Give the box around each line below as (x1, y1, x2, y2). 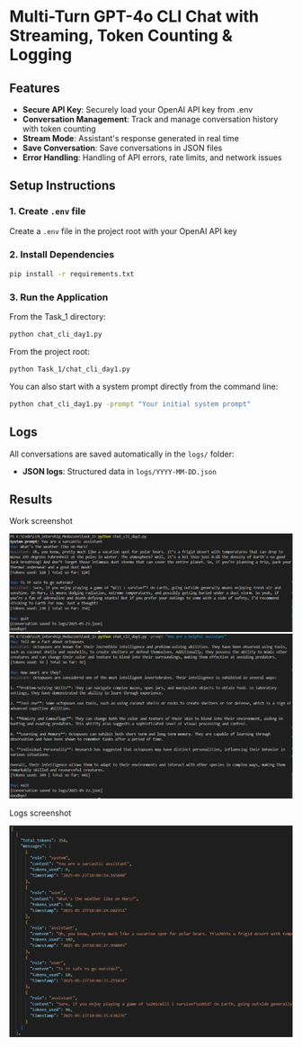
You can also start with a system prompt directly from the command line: (9, 381, 279, 392)
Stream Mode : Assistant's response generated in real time (22, 133, 240, 143)
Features (9, 80, 60, 95)
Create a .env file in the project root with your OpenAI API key (9, 225, 238, 236)
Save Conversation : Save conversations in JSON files (22, 142, 223, 153)
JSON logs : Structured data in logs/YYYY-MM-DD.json (22, 465, 218, 476)
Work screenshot (9, 516, 74, 527)
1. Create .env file (9, 205, 86, 218)
